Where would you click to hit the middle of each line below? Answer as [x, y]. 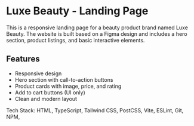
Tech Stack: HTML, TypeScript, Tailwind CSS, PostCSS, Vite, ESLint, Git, [95, 110]
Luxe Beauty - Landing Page [77, 11]
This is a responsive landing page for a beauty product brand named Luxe [97, 27]
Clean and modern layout [46, 99]
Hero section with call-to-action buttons [64, 79]
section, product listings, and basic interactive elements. [76, 40]
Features [23, 59]
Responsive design [38, 73]
